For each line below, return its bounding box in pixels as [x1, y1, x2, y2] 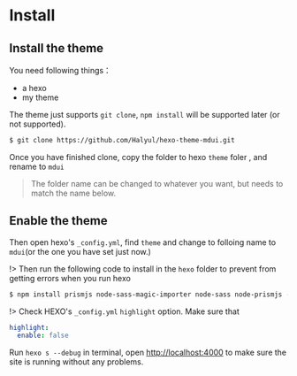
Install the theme [9, 41, 104, 56]
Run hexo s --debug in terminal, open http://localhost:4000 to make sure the [9, 347, 287, 358]
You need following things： [9, 65, 112, 75]
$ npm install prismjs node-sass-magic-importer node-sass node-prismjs [9, 289, 283, 299]
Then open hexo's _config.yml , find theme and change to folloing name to [9, 236, 277, 248]
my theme [21, 92, 59, 103]
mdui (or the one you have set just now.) [9, 246, 152, 257]
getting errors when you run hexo [9, 272, 131, 283]
